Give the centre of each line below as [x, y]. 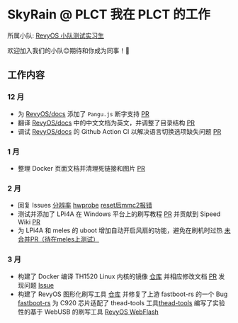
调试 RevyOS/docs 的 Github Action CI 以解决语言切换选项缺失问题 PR [119, 131]
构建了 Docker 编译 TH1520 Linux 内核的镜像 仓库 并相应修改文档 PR [117, 276]
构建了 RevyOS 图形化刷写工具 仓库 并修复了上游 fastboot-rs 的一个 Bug [123, 294]
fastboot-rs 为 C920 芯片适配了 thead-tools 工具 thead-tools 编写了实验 [121, 302]
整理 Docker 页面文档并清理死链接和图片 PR [81, 168]
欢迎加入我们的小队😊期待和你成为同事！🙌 [68, 50]
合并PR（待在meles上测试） [58, 239]
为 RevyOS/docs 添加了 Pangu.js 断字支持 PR [84, 113]
